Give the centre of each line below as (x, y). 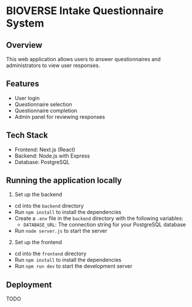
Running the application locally (64, 181)
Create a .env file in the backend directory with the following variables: (99, 218)
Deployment (29, 284)
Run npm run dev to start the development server (73, 266)
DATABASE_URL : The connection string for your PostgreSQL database (105, 225)
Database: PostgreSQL (42, 162)
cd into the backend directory (49, 206)
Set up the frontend (38, 242)
